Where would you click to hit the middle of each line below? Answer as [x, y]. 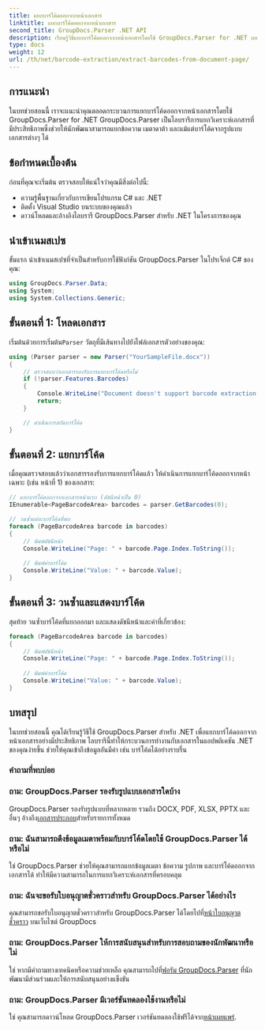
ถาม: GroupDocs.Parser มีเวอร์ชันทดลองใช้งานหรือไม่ [97, 999]
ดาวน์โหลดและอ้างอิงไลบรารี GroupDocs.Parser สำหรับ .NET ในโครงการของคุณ [131, 215]
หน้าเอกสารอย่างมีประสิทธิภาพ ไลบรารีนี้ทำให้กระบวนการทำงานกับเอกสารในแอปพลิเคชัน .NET [131, 741]
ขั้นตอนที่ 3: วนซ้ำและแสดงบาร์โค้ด [77, 603]
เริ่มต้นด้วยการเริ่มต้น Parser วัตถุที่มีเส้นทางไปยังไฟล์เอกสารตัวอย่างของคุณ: [107, 341]
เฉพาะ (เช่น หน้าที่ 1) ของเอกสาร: [52, 482]
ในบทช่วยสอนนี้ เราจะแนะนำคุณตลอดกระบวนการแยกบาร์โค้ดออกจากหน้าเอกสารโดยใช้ [121, 111]
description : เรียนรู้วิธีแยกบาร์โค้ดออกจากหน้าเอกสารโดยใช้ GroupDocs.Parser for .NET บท [133, 38]
